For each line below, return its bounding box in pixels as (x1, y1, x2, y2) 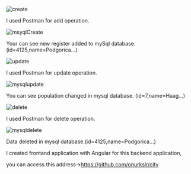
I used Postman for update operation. (6, 69, 97, 76)
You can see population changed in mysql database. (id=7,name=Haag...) (6, 92, 186, 99)
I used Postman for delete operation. (6, 115, 95, 122)
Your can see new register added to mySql (6, 40, 110, 47)
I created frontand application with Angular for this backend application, (6, 150, 182, 156)
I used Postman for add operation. (6, 17, 90, 24)
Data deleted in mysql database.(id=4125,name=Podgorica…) (6, 138, 156, 145)
